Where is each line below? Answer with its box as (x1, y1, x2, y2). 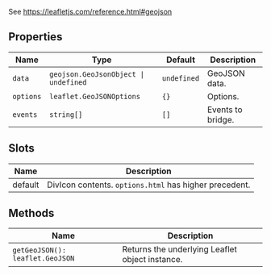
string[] (49, 110, 83, 119)
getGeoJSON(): (12, 246, 67, 255)
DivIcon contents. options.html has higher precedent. (47, 179, 251, 190)
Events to (206, 104, 244, 115)
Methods (8, 206, 55, 220)
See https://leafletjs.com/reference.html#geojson (8, 7, 173, 16)
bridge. (206, 114, 235, 125)
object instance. (122, 254, 183, 265)
